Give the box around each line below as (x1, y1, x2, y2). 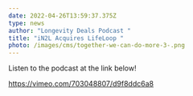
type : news (8, 19, 45, 27)
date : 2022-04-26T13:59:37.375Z (8, 11, 117, 20)
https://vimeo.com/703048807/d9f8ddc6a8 (8, 79, 154, 89)
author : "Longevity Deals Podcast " (8, 26, 131, 34)
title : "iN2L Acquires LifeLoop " (8, 34, 125, 42)
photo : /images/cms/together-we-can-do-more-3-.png (8, 42, 185, 50)
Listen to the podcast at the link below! (8, 63, 137, 73)
